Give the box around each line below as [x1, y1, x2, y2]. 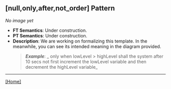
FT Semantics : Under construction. [12, 27, 88, 33]
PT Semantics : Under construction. [12, 32, 88, 38]
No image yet [5, 17, 34, 23]
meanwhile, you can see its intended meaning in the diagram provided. [12, 43, 161, 50]
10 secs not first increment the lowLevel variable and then [25, 58, 147, 65]
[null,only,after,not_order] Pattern [5, 4, 116, 13]
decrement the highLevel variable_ [25, 64, 98, 70]
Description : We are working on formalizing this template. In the [12, 38, 148, 44]
